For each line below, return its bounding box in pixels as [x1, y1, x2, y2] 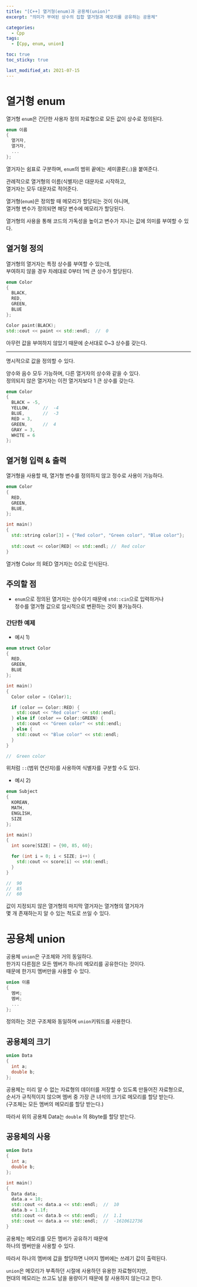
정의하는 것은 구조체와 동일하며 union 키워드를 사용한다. [6, 1018, 132, 1025]
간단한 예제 [6, 619, 36, 627]
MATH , [11, 805, 25, 811]
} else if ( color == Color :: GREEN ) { [11, 716, 104, 721]
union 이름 [6, 979, 30, 985]
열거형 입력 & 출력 [6, 455, 67, 465]
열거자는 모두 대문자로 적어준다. [6, 185, 79, 192]
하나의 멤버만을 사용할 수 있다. [6, 1242, 75, 1249]
